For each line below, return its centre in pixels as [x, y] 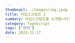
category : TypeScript [28, 23]
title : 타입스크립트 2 [26, 14]
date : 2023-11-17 [23, 33]
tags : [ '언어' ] [20, 28]
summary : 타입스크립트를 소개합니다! [38, 19]
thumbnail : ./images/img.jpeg [37, 10]
